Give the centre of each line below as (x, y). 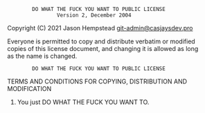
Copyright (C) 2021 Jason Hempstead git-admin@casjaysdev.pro (100, 28)
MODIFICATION (29, 89)
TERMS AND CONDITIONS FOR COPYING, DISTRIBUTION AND (97, 81)
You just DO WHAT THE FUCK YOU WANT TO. (83, 102)
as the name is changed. (42, 56)
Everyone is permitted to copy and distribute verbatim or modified (101, 41)
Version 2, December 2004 (94, 15)
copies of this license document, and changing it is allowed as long (103, 49)
